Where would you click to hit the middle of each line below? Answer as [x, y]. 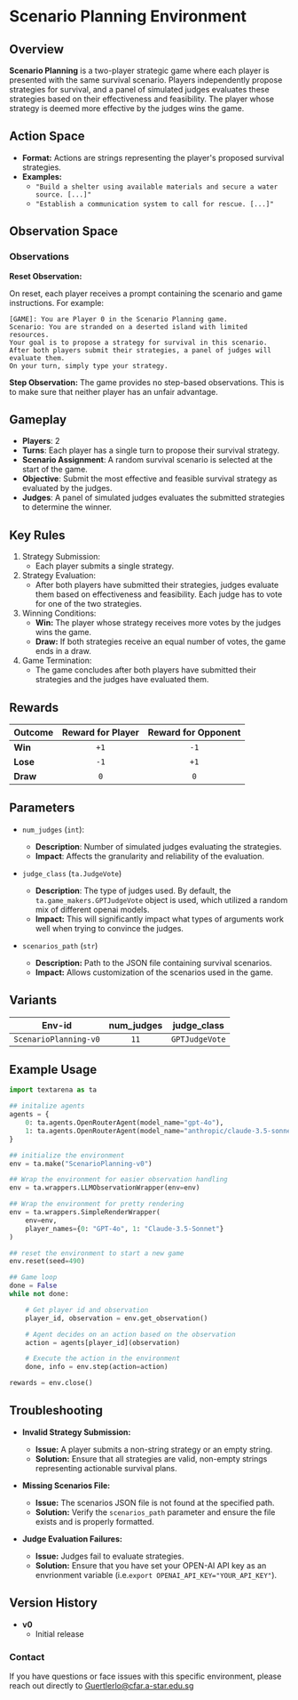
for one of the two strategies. [88, 604]
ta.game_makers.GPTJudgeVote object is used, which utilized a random [161, 899]
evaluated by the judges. [67, 488]
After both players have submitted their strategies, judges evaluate [157, 585]
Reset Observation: [46, 276]
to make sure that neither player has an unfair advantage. [114, 391]
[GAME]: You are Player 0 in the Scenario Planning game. [118, 319]
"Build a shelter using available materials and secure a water [157, 187]
